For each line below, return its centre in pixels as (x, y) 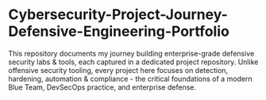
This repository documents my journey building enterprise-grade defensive (131, 53)
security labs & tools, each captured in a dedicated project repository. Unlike (133, 62)
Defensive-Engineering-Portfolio (119, 31)
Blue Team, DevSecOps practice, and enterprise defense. (102, 87)
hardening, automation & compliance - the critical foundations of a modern (130, 79)
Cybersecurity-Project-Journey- (118, 15)
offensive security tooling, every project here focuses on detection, (118, 70)
